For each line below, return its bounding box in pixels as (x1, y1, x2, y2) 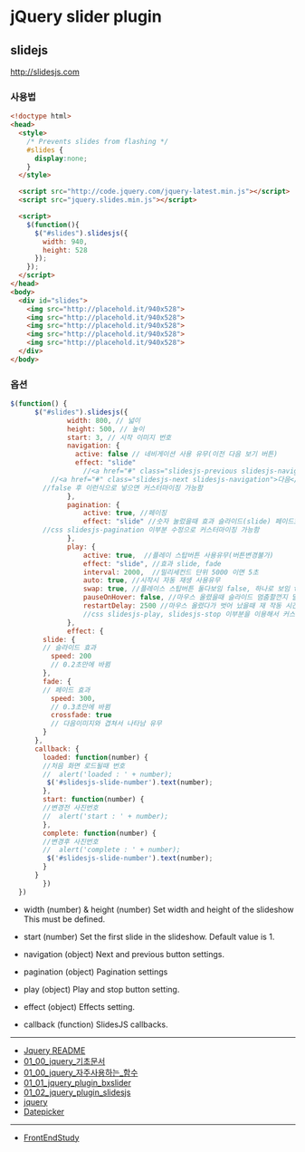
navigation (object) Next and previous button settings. (23, 948, 225, 959)
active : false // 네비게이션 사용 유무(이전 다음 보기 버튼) (74, 450, 279, 459)
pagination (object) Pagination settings (23, 966, 168, 977)
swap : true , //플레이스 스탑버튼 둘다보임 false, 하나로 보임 (82, 584, 291, 594)
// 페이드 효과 (43, 686, 91, 695)
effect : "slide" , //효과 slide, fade (82, 559, 222, 568)
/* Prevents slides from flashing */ (26, 137, 169, 146)
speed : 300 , (50, 694, 96, 703)
